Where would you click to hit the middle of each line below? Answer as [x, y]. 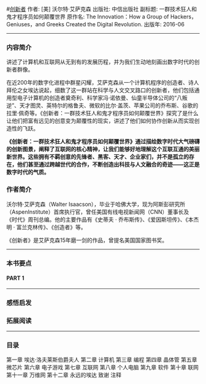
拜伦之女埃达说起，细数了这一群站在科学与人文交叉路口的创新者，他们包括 [100, 90]
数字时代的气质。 [28, 172]
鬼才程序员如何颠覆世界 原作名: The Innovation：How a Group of [88, 17]
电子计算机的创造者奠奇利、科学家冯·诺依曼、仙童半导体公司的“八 [100, 98]
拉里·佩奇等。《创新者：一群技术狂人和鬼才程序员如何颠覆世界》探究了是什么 [103, 113]
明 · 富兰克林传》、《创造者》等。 [46, 227]
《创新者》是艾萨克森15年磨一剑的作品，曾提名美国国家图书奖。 [87, 240]
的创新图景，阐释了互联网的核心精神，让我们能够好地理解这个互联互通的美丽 [103, 149]
